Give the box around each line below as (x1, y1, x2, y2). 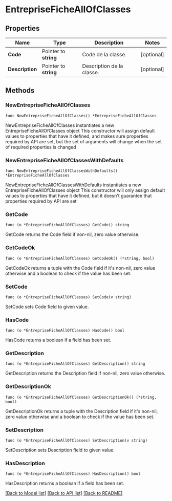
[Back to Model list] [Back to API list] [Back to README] (5, 490, 123, 496)
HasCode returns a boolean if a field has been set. (5, 337, 112, 343)
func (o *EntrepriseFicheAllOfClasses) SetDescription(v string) (5, 438, 147, 443)
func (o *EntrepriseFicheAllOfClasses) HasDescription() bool (5, 471, 141, 476)
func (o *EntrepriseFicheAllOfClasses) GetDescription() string (5, 361, 145, 366)
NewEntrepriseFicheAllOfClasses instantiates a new (5, 122, 115, 128)
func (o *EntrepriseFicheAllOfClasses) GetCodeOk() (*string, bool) (5, 256, 155, 261)
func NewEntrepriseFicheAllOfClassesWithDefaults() (5, 168, 118, 173)
